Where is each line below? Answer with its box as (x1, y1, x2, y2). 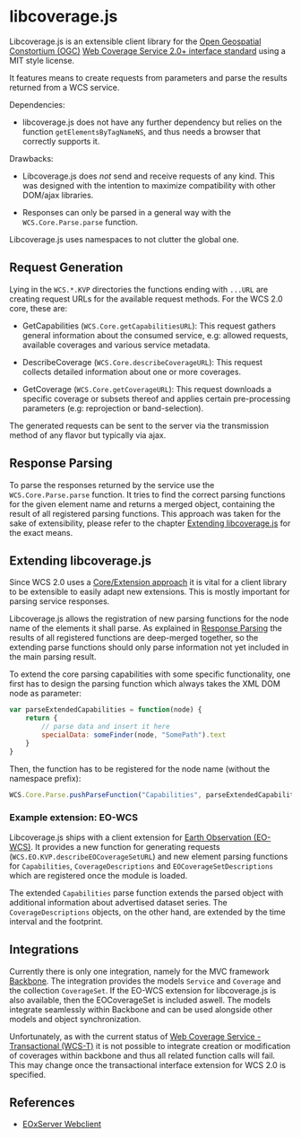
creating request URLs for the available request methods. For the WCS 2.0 (9, 293, 284, 304)
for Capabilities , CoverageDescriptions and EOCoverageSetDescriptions (9, 860, 274, 871)
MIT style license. (9, 55, 74, 66)
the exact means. (9, 527, 73, 538)
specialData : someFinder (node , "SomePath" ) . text (41, 731, 227, 740)
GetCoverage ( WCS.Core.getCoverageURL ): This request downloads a (21, 383, 271, 394)
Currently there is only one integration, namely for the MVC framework (9, 966, 270, 976)
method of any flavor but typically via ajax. (9, 429, 167, 441)
